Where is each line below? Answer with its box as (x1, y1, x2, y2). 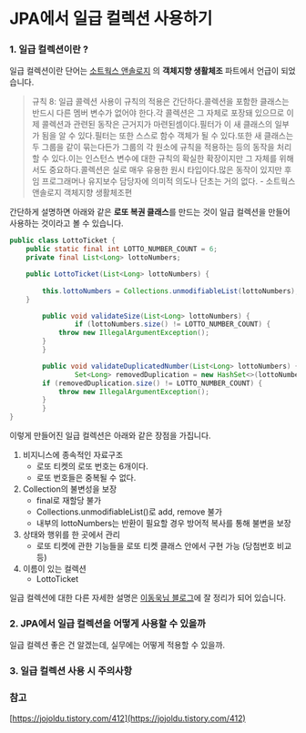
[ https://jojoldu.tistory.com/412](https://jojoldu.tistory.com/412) (9, 712, 246, 724)
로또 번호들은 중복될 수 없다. (36, 473, 137, 484)
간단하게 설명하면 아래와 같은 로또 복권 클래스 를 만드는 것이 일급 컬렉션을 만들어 (9, 207, 291, 218)
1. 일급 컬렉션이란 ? (9, 43, 89, 56)
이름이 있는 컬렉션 (22, 564, 87, 575)
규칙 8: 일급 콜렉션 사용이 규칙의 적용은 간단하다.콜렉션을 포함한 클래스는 (31, 97, 290, 107)
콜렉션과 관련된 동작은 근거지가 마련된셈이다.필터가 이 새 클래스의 (41, 119, 273, 130)
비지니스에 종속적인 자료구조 (22, 450, 124, 461)
